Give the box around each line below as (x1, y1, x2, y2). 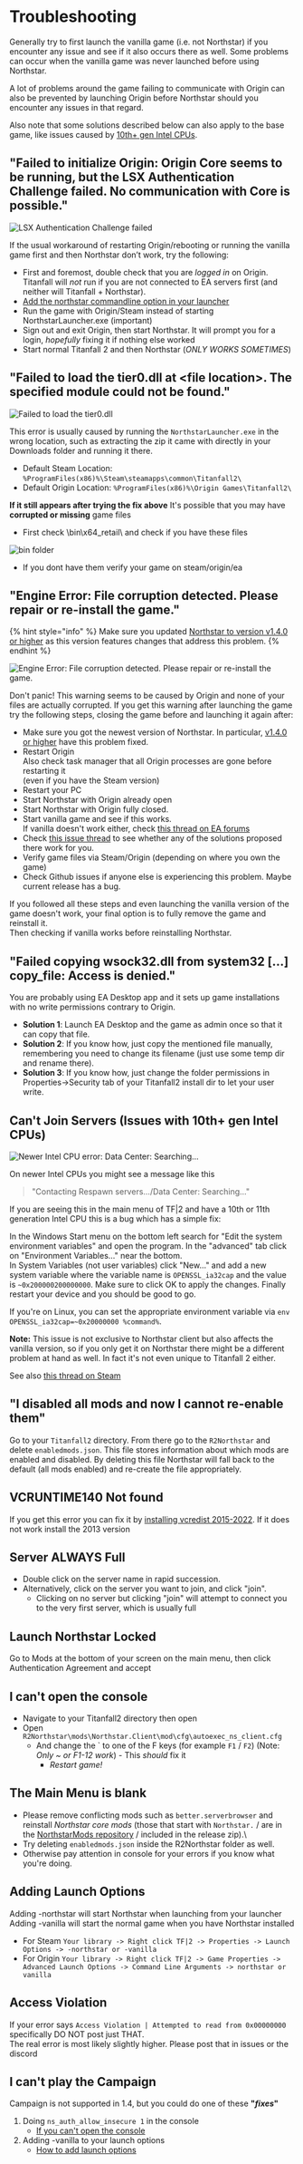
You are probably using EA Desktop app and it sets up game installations (9, 992, 280, 1003)
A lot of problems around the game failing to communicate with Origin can (9, 82, 285, 93)
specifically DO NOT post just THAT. (9, 2028, 145, 2040)
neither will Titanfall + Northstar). (22, 285, 147, 296)
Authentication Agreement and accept (9, 1663, 152, 1674)
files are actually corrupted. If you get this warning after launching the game (9, 700, 293, 710)
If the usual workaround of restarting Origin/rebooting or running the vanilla (9, 239, 290, 250)
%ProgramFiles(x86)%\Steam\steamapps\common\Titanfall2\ (22, 474, 242, 483)
